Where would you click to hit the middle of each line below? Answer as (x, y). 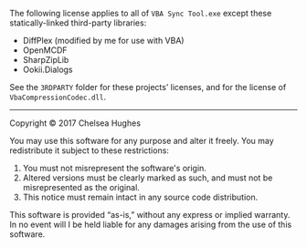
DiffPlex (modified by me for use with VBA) (103, 41)
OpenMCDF (45, 50)
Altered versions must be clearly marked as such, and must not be (148, 178)
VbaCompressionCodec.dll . (58, 97)
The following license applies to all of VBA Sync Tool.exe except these (141, 13)
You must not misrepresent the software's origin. (115, 168)
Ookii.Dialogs (48, 69)
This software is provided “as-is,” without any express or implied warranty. (150, 215)
